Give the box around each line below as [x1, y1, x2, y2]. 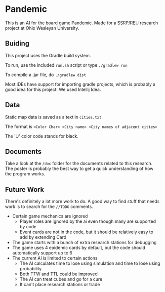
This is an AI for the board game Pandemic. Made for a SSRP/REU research [5, 20, 158, 26]
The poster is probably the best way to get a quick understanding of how [5, 166, 154, 171]
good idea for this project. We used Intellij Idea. [5, 86, 101, 92]
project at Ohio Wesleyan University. [5, 25, 79, 31]
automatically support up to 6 [12, 250, 73, 256]
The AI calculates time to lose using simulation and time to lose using [19, 260, 161, 266]
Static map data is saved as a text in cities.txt [5, 114, 102, 120]
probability [19, 266, 42, 272]
